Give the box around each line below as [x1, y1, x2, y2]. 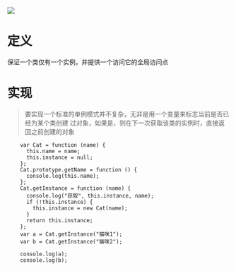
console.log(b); [20, 256, 69, 264]
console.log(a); [20, 251, 69, 258]
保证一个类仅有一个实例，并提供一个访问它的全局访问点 [7, 57, 168, 66]
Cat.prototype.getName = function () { [20, 166, 138, 173]
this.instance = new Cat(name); [33, 205, 129, 212]
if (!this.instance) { [25, 198, 93, 205]
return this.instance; [25, 217, 93, 224]
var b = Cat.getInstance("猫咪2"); [20, 238, 123, 245]
